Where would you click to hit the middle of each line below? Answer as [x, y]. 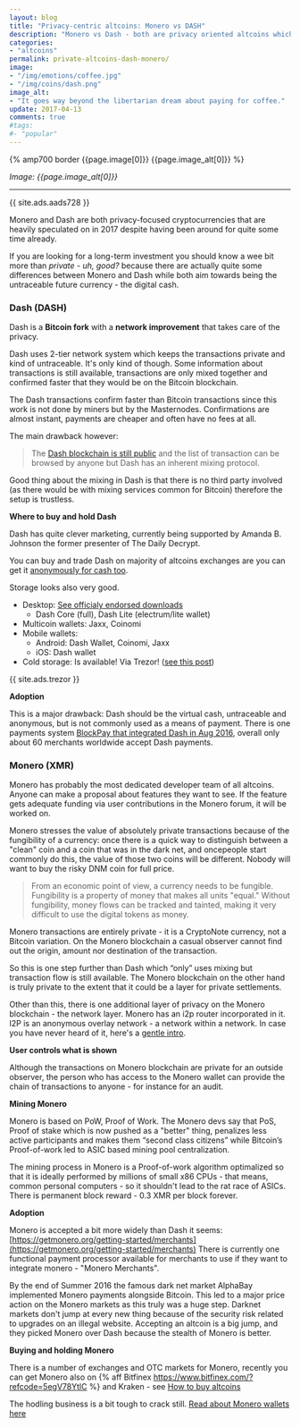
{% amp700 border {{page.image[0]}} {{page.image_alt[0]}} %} [127, 159]
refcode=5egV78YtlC [48, 1387]
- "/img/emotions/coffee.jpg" [66, 76]
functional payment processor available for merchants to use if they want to [149, 1259]
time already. [33, 239]
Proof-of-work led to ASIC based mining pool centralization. [120, 1150]
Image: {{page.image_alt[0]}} [64, 176]
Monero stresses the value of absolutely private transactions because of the [150, 831]
